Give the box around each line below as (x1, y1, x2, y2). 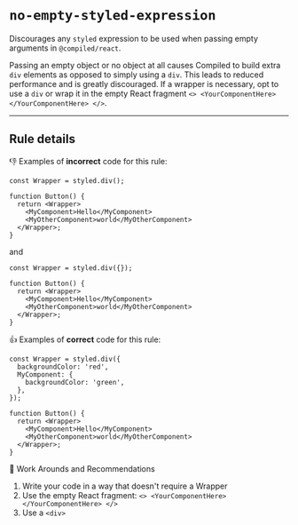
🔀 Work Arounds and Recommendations (9, 463, 155, 473)
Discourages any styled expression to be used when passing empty (9, 33, 259, 44)
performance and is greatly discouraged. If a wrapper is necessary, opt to (9, 78, 279, 89)
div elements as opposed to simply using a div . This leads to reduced (9, 69, 264, 80)
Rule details (9, 131, 75, 147)
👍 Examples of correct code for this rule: (9, 334, 161, 345)
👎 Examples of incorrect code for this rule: (9, 155, 168, 166)
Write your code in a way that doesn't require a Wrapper (21, 481, 228, 491)
